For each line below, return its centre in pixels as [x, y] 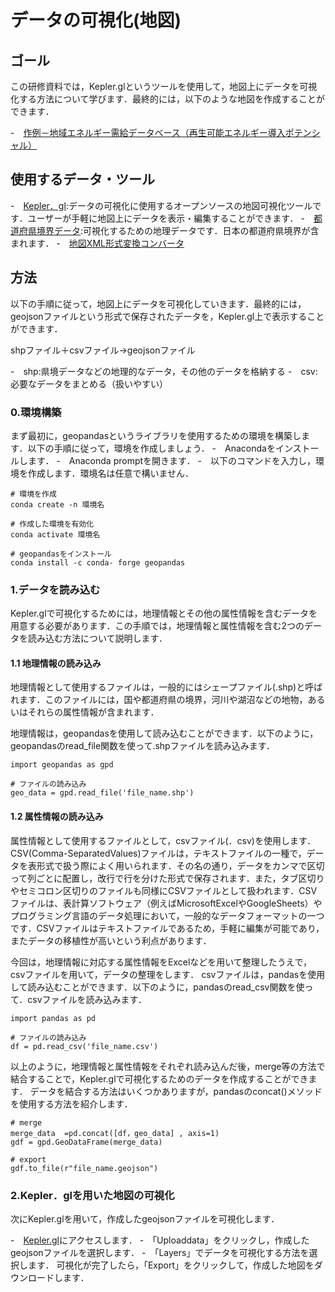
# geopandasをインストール [61, 554]
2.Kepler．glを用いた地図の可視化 [92, 1195]
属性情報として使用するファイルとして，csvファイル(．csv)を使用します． [163, 840]
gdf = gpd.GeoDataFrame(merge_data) [86, 1142]
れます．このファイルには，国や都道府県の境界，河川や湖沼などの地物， [159, 700]
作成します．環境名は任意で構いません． [111, 473]
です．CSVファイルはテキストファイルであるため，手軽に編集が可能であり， [167, 928]
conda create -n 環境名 [57, 504]
